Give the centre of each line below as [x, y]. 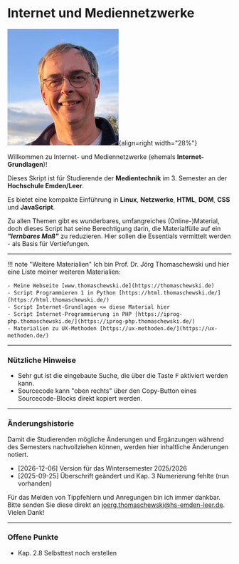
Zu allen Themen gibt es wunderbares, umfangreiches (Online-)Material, [113, 221]
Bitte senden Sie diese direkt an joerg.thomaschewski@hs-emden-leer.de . [116, 505]
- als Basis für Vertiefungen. [49, 243]
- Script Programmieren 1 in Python [62, 293]
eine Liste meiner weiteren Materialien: [64, 272]
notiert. [18, 454]
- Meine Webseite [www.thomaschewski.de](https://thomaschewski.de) [111, 286]
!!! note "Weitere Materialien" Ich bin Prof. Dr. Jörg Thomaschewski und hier [118, 264]
